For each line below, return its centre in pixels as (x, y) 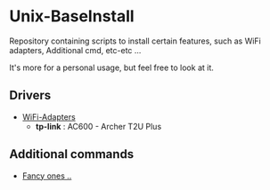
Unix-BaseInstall (72, 16)
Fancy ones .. (47, 176)
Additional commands (72, 154)
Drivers (30, 95)
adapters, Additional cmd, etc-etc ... (75, 50)
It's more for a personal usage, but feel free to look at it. (111, 67)
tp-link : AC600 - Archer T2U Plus (98, 126)
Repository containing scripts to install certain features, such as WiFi (135, 41)
